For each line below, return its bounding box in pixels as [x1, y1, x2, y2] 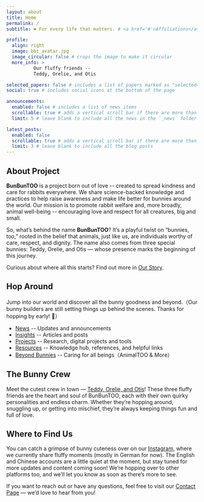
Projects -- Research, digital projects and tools [15, 337, 132, 344]
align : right [12, 43, 45, 49]
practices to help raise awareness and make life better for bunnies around [6, 195, 191, 202]
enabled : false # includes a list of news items [12, 104, 137, 110]
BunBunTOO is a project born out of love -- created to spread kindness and [6, 182, 195, 189]
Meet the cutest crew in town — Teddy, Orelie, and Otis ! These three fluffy [6, 385, 192, 392]
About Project [6, 166, 60, 176]
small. [6, 214, 21, 221]
